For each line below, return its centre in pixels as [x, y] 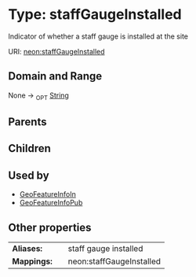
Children [29, 148]
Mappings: [33, 261]
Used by [29, 175]
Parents [27, 122]
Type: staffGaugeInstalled [95, 15]
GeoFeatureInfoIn [47, 194]
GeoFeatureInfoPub [51, 203]
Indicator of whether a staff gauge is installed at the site [98, 36]
